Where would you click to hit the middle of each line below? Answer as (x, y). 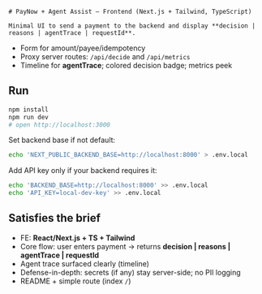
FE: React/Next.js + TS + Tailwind (77, 238)
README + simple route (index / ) (75, 281)
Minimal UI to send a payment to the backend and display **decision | (132, 26)
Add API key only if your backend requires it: (83, 171)
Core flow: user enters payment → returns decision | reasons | (125, 246)
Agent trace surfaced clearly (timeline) (85, 263)
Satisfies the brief (55, 218)
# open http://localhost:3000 (60, 125)
